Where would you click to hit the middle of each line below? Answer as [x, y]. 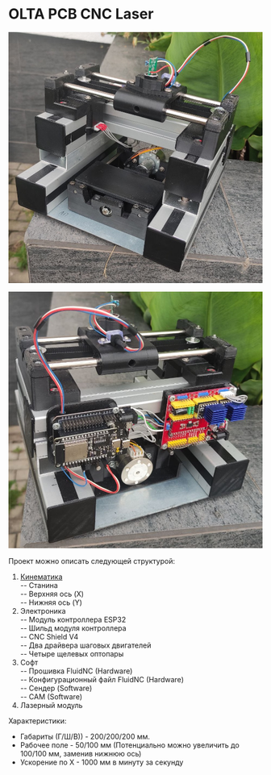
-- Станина [39, 585]
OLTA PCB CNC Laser [81, 14]
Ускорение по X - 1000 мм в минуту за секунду [102, 762]
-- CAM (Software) [51, 696]
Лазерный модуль [51, 705]
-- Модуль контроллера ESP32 [73, 619]
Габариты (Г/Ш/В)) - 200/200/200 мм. [85, 736]
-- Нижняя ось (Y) [51, 602]
